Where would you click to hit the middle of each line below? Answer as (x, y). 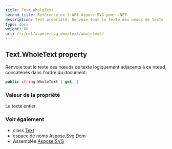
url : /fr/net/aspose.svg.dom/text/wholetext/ (55, 34)
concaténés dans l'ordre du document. (46, 72)
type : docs (17, 24)
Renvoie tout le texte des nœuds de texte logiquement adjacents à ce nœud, (86, 67)
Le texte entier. (21, 106)
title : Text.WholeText (29, 10)
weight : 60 (17, 29)
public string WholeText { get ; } (42, 82)
